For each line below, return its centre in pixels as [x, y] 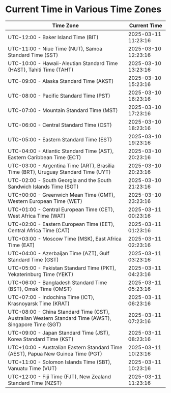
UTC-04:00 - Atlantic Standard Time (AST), [61, 151]
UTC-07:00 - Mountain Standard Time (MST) [63, 110]
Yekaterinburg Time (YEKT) [41, 274]
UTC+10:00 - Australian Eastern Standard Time [65, 347]
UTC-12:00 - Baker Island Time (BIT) [53, 37]
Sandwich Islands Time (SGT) [43, 187]
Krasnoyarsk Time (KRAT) [39, 304]
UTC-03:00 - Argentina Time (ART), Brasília [61, 165]
